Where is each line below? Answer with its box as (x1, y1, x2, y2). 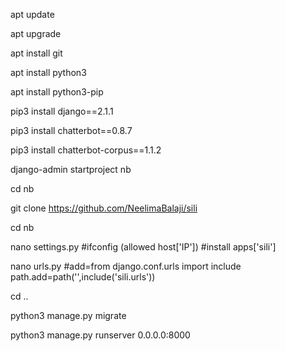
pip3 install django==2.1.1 (10, 105, 114, 117)
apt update (10, 9, 55, 20)
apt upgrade (10, 28, 62, 39)
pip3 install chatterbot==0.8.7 (10, 125, 133, 136)
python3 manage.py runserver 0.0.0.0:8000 (10, 329, 191, 341)
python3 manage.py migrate (10, 310, 127, 321)
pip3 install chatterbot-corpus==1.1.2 (10, 144, 162, 156)
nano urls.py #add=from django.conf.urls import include (10, 260, 242, 272)
